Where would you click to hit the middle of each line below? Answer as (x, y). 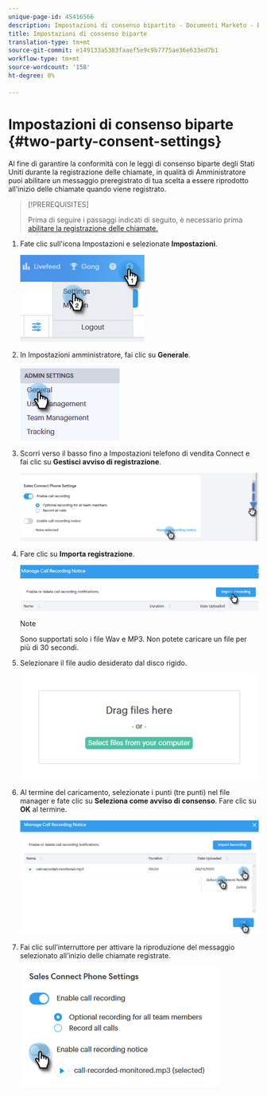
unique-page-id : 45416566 (51, 17)
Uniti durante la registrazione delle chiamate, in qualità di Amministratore (127, 172)
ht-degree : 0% (32, 76)
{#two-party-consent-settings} (115, 141)
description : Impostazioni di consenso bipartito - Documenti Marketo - (131, 25)
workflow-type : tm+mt (44, 59)
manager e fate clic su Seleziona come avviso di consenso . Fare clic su (138, 801)
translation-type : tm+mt (49, 42)
